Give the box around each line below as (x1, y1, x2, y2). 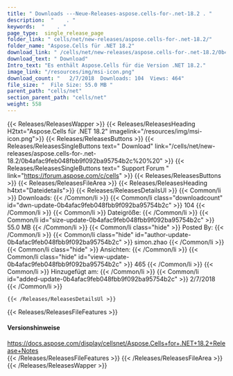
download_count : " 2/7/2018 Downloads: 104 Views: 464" (7, 74, 185, 82)
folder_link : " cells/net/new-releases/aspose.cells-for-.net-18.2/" (7, 36, 213, 43)
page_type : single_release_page (7, 29, 104, 37)
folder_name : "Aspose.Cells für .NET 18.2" (7, 42, 135, 49)
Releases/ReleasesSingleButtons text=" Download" (7, 142, 154, 150)
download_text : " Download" (7, 56, 89, 63)
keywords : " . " (7, 23, 67, 30)
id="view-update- (78, 252, 130, 261)
